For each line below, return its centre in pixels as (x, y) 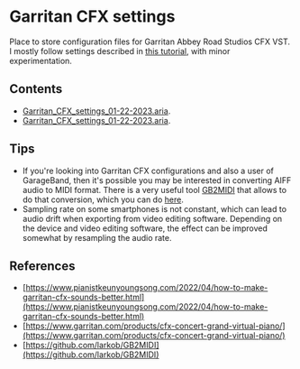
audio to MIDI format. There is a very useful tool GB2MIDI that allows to (154, 189)
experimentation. (41, 60)
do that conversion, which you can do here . (103, 199)
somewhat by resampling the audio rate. (97, 237)
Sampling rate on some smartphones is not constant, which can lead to (154, 208)
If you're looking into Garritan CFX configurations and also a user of (148, 171)
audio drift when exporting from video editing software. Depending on (152, 218)
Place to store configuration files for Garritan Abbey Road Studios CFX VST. (150, 42)
